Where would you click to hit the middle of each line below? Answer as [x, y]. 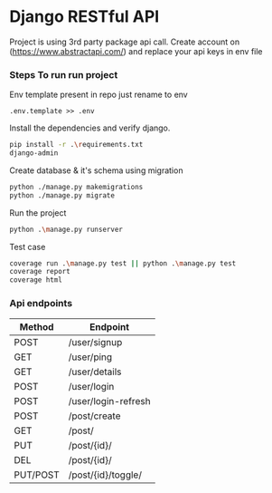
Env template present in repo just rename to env [98, 95]
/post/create [94, 416]
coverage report [40, 272]
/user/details [95, 372]
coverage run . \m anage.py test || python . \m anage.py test [123, 263]
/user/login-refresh [109, 401]
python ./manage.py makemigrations [76, 187]
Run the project [38, 213]
